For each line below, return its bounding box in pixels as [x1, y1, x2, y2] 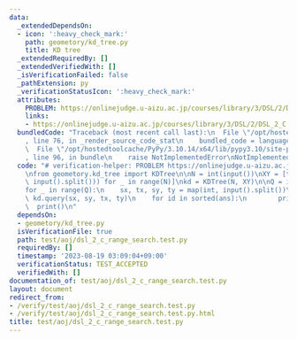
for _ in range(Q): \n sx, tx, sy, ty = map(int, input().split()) [25, 186, 287, 195]
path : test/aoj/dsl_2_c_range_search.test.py [17, 236, 188, 244]
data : [9, 12, 29, 22]
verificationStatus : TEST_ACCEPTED [17, 260, 148, 269]
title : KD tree [25, 46, 81, 55]
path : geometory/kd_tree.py [25, 37, 128, 47]
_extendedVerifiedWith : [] [17, 63, 117, 72]
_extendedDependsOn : [17, 21, 93, 30]
